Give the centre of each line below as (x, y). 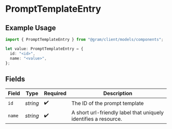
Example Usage (31, 28)
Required (55, 94)
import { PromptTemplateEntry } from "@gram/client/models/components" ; (84, 39)
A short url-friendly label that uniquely (117, 113)
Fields (15, 79)
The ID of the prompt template (108, 103)
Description (118, 94)
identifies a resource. (97, 119)
